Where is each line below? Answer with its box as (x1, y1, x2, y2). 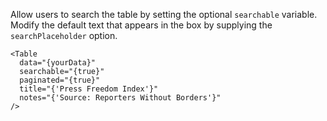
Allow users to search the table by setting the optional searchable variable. (10, 9, 318, 20)
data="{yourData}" (19, 58, 97, 68)
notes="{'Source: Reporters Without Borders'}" (19, 93, 222, 103)
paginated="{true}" (19, 75, 101, 85)
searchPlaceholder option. (10, 30, 118, 41)
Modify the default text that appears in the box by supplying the (10, 19, 273, 31)
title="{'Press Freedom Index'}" (19, 84, 159, 94)
